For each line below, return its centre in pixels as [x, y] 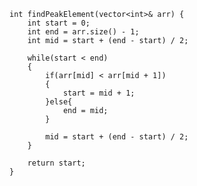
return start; [56, 163]
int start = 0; [59, 23]
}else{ [59, 102]
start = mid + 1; [99, 93]
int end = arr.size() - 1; [83, 32]
